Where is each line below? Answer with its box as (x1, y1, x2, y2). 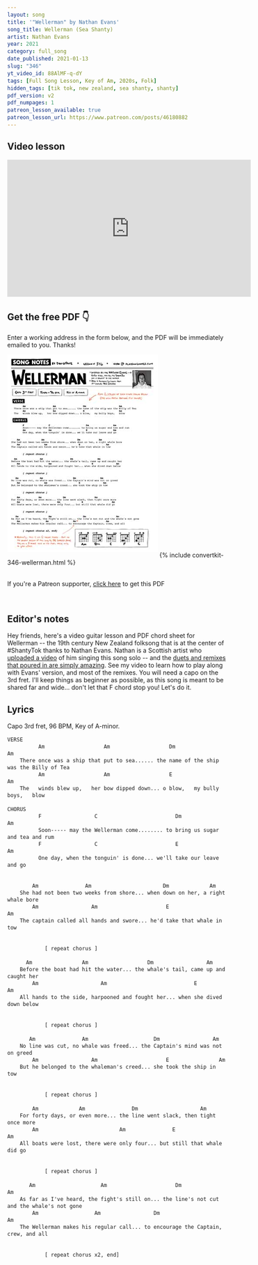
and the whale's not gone (7, 1203, 82, 1210)
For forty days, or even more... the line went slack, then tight (19, 1113, 216, 1119)
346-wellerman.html (7, 558, 66, 567)
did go (7, 1147, 26, 1154)
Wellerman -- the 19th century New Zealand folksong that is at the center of (7, 639, 225, 647)
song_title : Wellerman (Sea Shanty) (7, 26, 113, 33)
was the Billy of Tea (7, 764, 70, 771)
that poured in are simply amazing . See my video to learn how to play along (7, 661, 223, 670)
